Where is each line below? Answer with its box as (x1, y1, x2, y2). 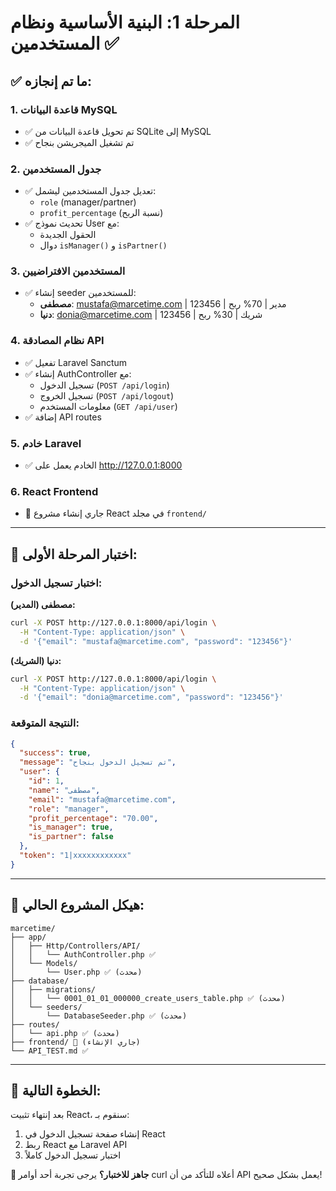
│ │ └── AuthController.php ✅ (10, 949, 156, 960)
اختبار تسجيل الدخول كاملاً (24, 1149, 122, 1161)
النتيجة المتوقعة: (10, 716, 80, 730)
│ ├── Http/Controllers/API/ (10, 941, 141, 951)
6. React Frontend (10, 484, 99, 498)
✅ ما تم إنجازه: (10, 72, 92, 90)
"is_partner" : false (28, 832, 114, 842)
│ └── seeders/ (10, 1002, 83, 1012)
